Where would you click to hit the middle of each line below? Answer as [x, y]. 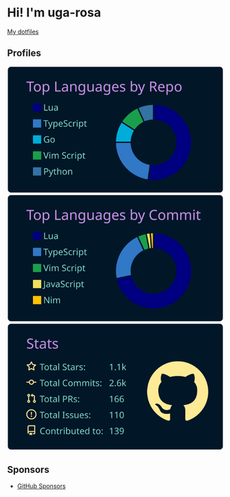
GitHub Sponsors [42, 486]
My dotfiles [23, 32]
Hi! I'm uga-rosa [54, 13]
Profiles [24, 53]
